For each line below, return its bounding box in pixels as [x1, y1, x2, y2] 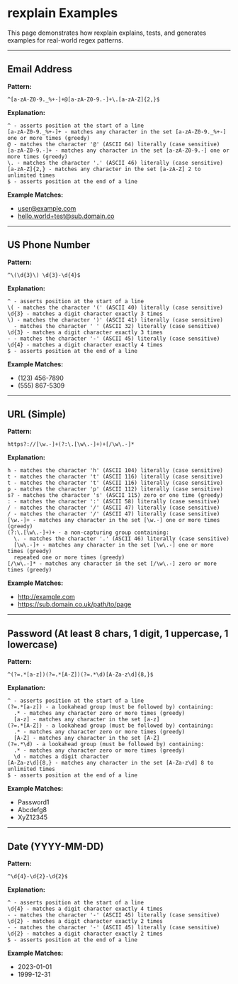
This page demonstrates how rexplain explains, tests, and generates [7, 28, 207, 37]
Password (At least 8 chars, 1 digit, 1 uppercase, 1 [7, 627, 229, 640]
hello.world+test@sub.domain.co [17, 212, 115, 220]
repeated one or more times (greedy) [13, 554, 125, 562]
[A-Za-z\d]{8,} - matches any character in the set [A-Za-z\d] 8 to [7, 760, 214, 767]
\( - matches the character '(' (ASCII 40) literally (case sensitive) [7, 304, 223, 311]
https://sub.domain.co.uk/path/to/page [17, 600, 132, 608]
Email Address [7, 63, 73, 75]
